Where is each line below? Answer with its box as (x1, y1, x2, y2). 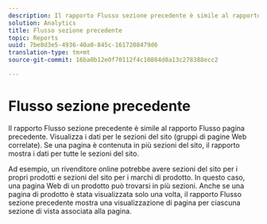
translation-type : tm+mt (8, 48, 91, 56)
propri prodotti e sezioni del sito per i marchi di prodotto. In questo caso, (8, 172, 246, 182)
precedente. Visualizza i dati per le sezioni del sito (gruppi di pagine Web (8, 132, 247, 141)
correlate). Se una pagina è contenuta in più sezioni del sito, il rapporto (8, 140, 240, 149)
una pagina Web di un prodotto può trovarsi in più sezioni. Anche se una (8, 180, 245, 191)
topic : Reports (8, 33, 59, 42)
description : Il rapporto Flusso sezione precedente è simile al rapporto (8, 11, 261, 20)
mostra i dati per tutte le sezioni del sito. (8, 149, 139, 158)
